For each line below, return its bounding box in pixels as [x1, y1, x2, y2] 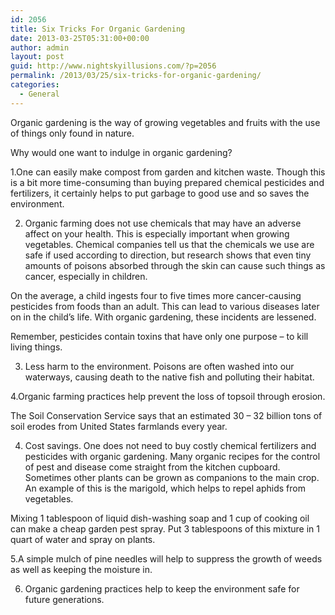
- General [19, 89, 60, 99]
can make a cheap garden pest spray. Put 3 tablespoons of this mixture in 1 [10, 522, 320, 535]
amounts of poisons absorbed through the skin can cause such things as [24, 259, 326, 271]
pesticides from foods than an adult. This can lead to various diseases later [10, 300, 320, 312]
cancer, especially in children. [24, 270, 148, 282]
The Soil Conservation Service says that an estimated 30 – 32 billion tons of [10, 409, 323, 421]
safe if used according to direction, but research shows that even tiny [24, 249, 312, 261]
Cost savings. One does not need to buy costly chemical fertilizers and [24, 439, 317, 451]
